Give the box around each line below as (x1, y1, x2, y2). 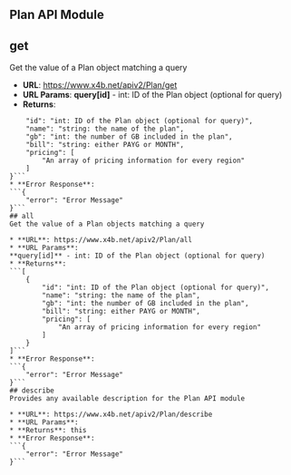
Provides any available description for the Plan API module (9, 394, 246, 403)
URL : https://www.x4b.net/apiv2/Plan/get (22, 80, 178, 91)
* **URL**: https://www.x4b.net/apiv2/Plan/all (9, 236, 193, 245)
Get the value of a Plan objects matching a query (9, 219, 205, 229)
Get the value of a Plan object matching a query (9, 63, 188, 73)
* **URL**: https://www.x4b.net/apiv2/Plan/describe (9, 410, 213, 420)
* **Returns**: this (9, 426, 88, 435)
